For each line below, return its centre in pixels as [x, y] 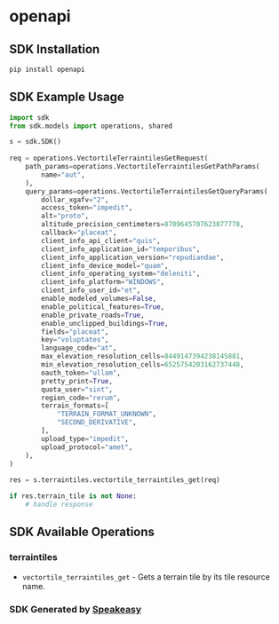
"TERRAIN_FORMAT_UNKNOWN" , [107, 415]
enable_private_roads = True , [93, 315]
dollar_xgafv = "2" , [75, 200]
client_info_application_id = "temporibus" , [121, 249]
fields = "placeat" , [75, 332]
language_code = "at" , [79, 348]
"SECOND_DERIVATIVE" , [97, 423]
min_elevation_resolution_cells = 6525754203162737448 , [143, 365]
